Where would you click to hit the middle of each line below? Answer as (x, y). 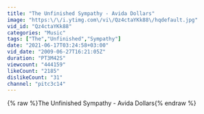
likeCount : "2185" (33, 71)
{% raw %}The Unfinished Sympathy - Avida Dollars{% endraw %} (102, 103)
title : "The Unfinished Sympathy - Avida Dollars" (81, 13)
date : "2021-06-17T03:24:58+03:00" (58, 45)
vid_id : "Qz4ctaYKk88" (39, 26)
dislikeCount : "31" (35, 77)
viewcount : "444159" (37, 65)
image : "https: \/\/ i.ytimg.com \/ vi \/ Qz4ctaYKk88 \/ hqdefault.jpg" (102, 20)
